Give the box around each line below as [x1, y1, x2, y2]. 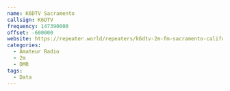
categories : [7, 42, 41, 49]
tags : [7, 67, 23, 74]
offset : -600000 [7, 29, 53, 36]
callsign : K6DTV [7, 16, 53, 23]
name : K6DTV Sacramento [7, 10, 75, 17]
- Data [13, 73, 32, 81]
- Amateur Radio [13, 49, 60, 55]
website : [7, 36, 32, 42]
